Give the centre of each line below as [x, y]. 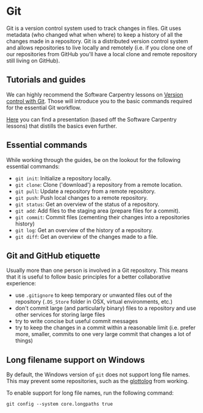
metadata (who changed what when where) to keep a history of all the [94, 34]
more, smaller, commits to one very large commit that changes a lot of [103, 334]
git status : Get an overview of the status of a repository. [87, 204]
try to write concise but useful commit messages [77, 321]
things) [24, 341]
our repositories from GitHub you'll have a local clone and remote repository [102, 54]
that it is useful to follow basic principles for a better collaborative [88, 277]
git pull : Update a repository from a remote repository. [85, 191]
